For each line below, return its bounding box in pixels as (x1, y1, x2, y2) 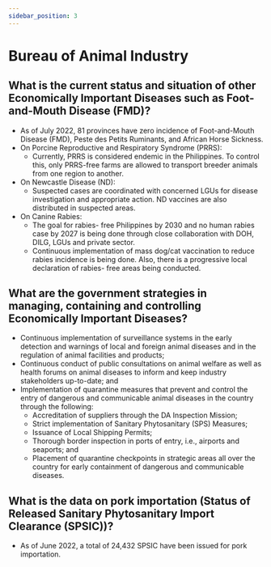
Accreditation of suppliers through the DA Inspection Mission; (32, 410, 238, 421)
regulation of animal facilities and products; (19, 350, 165, 360)
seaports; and (32, 445, 79, 455)
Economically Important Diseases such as (8, 91, 225, 105)
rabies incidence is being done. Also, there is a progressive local (32, 254, 248, 264)
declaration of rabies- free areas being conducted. (32, 263, 201, 273)
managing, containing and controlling (8, 299, 202, 313)
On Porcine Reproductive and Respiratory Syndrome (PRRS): (19, 142, 222, 152)
